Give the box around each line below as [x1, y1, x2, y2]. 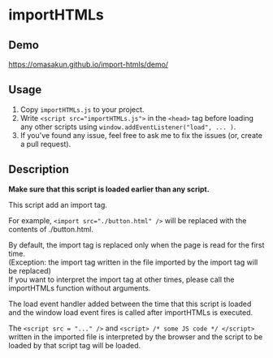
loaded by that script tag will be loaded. [8, 340, 141, 350]
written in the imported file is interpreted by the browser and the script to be [8, 331, 263, 342]
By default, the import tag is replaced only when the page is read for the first [8, 239, 265, 249]
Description [8, 162, 69, 176]
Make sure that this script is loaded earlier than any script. [8, 184, 210, 194]
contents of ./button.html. [8, 224, 94, 234]
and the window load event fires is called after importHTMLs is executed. [8, 307, 253, 317]
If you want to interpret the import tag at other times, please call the [8, 274, 235, 284]
